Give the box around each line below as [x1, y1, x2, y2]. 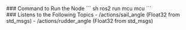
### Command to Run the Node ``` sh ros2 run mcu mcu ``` [6, 5, 151, 12]
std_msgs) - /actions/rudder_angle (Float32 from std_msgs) [6, 18, 154, 24]
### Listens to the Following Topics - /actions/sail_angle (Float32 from [6, 11, 181, 18]
